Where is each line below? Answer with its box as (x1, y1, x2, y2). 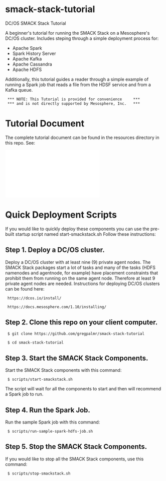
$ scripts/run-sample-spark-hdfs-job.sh (7, 429, 93, 434)
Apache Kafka (12, 55, 42, 61)
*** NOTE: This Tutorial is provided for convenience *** (7, 97, 140, 102)
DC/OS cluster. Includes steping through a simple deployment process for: (5, 35, 159, 41)
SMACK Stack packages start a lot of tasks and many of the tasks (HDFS (5, 264, 155, 270)
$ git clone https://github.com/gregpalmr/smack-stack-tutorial (7, 331, 144, 336)
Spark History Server (12, 50, 56, 56)
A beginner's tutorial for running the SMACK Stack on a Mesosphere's (5, 30, 150, 36)
